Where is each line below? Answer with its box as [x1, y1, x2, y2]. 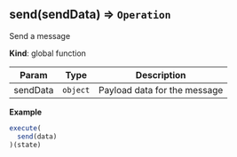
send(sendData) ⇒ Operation [9, 7, 171, 22]
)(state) [9, 140, 42, 149]
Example [9, 106, 43, 117]
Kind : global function [9, 48, 87, 59]
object [61, 84, 91, 95]
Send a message [9, 30, 71, 41]
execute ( [9, 123, 42, 132]
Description [135, 68, 186, 81]
